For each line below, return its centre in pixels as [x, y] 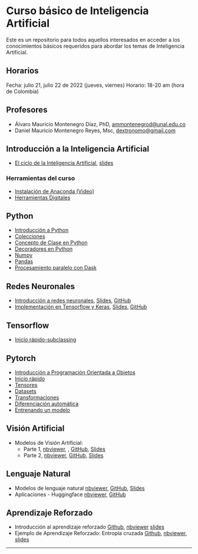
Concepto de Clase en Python [51, 242]
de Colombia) [23, 91]
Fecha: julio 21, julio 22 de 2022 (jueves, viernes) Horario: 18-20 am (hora [95, 85]
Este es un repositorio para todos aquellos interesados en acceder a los [93, 40]
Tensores [26, 385]
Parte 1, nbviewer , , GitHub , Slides [65, 449]
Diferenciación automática [47, 404]
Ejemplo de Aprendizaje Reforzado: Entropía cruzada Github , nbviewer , [101, 533]
